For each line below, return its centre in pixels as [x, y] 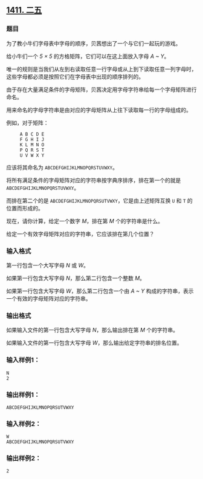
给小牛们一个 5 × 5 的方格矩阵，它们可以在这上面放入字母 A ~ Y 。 [88, 56]
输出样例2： [24, 458]
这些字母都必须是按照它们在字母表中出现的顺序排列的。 [75, 76]
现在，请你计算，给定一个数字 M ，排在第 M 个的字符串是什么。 [85, 221]
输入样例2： [24, 423]
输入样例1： [23, 360]
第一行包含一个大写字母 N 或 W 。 [48, 265]
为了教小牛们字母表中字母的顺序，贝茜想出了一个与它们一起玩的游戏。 [94, 43]
